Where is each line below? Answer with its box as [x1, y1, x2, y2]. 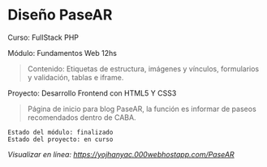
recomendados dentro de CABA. [27, 112, 136, 122]
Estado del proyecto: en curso [7, 135, 114, 143]
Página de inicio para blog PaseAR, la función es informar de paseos [27, 104, 256, 113]
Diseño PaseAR [7, 6, 113, 24]
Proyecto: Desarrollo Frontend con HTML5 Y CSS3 [7, 88, 177, 98]
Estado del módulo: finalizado [7, 128, 114, 136]
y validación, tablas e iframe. [27, 72, 124, 82]
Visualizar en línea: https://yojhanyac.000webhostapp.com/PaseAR [7, 149, 235, 159]
